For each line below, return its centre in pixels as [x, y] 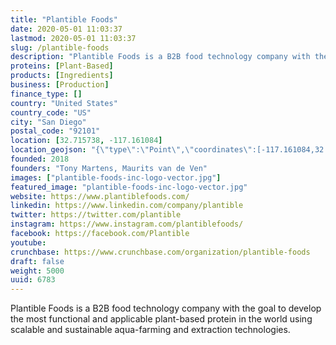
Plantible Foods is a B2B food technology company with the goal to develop [166, 308]
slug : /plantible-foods [60, 47]
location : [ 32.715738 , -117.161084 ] [86, 141]
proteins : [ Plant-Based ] [62, 66]
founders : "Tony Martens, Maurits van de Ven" [109, 168]
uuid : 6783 [33, 280]
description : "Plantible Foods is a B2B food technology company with [160, 57]
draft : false [37, 261]
